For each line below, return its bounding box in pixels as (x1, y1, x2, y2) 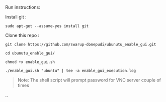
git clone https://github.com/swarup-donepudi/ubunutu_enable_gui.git (5, 42, 156, 47)
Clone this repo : (5, 32, 40, 38)
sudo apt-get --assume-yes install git (5, 23, 89, 28)
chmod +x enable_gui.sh (5, 59, 55, 64)
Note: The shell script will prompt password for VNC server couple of (17, 77, 161, 83)
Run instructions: (5, 4, 40, 10)
